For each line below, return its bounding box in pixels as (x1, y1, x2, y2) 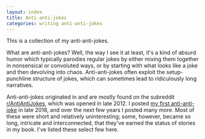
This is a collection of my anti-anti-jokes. (6, 37, 109, 45)
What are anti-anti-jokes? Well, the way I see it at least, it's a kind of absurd (6, 49, 196, 56)
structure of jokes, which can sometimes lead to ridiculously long (32, 75, 197, 83)
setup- (166, 69, 184, 76)
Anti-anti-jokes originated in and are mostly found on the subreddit (6, 93, 175, 101)
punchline (6, 75, 32, 83)
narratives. (6, 81, 34, 89)
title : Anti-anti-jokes (6, 15, 67, 21)
